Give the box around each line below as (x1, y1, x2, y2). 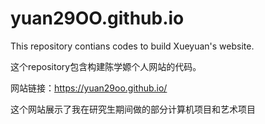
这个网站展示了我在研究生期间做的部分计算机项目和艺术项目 (10, 103, 256, 115)
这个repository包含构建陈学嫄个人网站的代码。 (10, 60, 202, 72)
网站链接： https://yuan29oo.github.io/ (10, 82, 168, 94)
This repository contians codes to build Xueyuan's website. (10, 40, 255, 52)
